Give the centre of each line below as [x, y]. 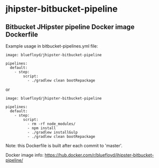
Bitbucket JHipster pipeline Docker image [70, 27]
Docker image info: [25, 155]
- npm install [41, 128]
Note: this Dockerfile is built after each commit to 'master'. [64, 146]
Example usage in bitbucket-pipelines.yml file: [52, 46]
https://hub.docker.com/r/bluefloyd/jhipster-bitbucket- [99, 155]
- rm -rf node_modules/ [51, 124]
